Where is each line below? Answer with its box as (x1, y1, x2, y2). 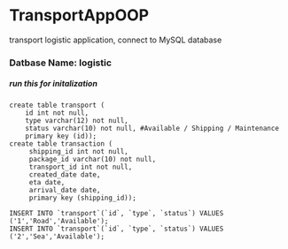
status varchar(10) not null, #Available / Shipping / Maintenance (25, 124, 279, 132)
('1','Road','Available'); (9, 216, 109, 225)
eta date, (28, 177, 66, 186)
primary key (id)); (25, 132, 97, 140)
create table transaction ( (9, 139, 113, 148)
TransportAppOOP (9, 5, 150, 26)
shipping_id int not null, (28, 147, 128, 155)
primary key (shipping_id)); (28, 193, 137, 202)
